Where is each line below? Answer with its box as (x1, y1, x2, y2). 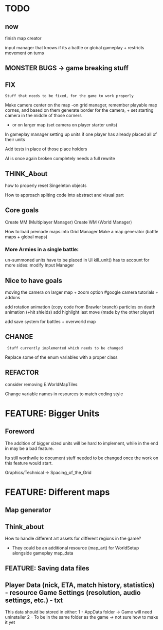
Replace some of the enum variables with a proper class (5, 354, 118, 360)
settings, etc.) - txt (5, 596, 63, 604)
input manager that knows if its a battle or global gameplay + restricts (5, 45, 145, 50)
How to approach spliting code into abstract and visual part (5, 192, 124, 198)
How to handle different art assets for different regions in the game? (5, 535, 141, 541)
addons (5, 294, 20, 300)
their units (5, 137, 25, 142)
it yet (5, 619, 16, 625)
